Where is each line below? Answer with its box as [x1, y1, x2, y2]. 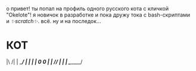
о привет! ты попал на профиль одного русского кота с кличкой [6, 5, 169, 12]
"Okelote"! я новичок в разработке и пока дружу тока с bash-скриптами [6, 11, 191, 18]
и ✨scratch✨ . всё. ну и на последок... [6, 18, 101, 24]
